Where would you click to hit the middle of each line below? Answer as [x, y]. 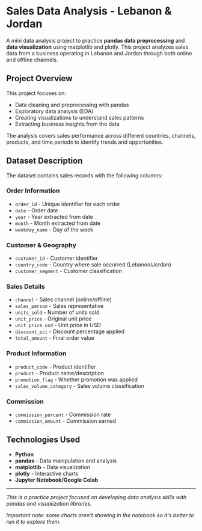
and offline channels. [32, 60]
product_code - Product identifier [55, 367]
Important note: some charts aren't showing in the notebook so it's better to [100, 515]
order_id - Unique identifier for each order [67, 204]
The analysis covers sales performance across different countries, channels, [101, 135]
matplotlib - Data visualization [53, 467]
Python [24, 454]
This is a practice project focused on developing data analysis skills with [96, 497]
